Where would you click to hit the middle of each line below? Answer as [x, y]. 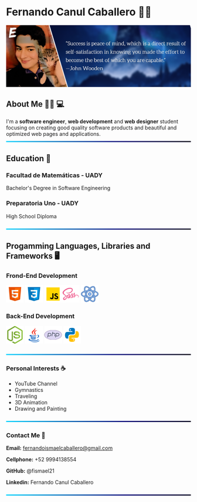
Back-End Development [40, 316]
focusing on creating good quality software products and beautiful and [91, 127]
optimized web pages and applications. [53, 134]
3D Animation [31, 402]
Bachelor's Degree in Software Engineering [58, 188]
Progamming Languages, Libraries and [78, 246]
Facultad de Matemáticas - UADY [54, 175]
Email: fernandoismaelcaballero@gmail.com [60, 448]
